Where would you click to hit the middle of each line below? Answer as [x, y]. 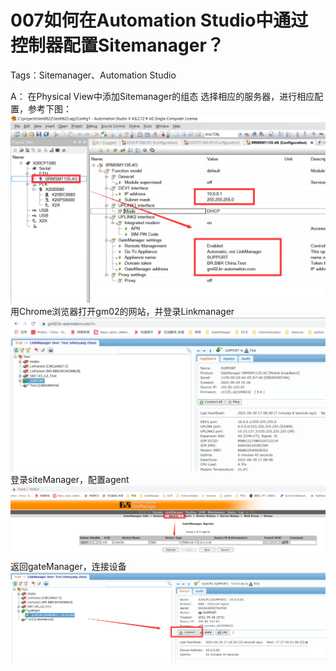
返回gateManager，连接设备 [68, 567]
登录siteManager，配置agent [70, 480]
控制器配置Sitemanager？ [117, 45]
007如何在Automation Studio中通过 [159, 20]
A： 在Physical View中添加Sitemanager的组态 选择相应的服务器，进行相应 [162, 96]
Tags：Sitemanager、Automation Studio [93, 75]
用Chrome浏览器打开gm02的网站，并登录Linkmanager [122, 312]
